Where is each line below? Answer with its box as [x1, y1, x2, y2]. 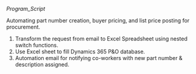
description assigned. [15, 61, 70, 68]
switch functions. [15, 42, 59, 49]
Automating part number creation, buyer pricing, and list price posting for [6, 17, 190, 24]
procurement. [6, 24, 41, 30]
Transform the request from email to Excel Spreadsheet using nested [15, 35, 188, 42]
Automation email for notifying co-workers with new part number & [15, 55, 183, 61]
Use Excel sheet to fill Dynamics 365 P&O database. [15, 48, 146, 55]
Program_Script [6, 5, 46, 12]
